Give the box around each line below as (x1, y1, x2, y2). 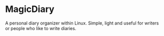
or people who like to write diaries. (5, 25, 76, 31)
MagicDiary (5, 3, 54, 15)
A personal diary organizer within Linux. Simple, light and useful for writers (5, 20, 159, 26)
